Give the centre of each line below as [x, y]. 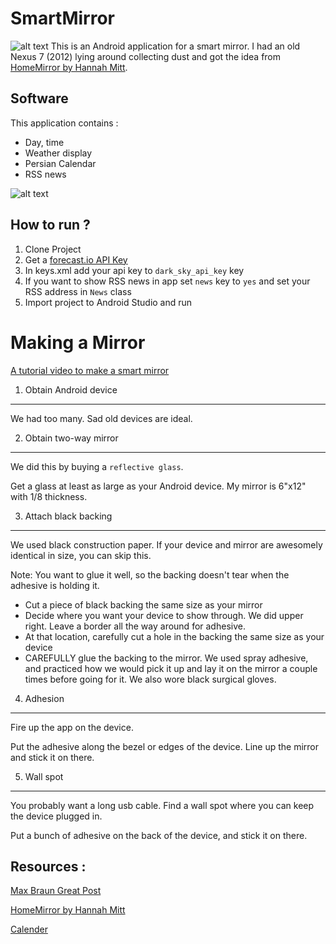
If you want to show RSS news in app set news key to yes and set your [167, 281]
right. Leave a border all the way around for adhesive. [135, 626]
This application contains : [64, 123]
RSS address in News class [78, 291]
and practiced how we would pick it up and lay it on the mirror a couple [171, 668]
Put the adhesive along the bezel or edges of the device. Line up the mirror [164, 746]
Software [39, 98]
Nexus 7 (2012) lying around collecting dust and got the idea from [146, 56]
